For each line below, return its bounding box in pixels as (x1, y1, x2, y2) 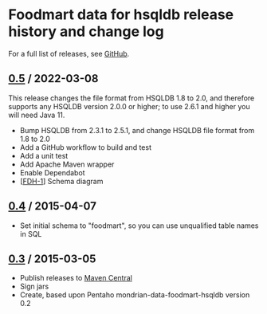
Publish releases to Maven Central (19, 273, 133, 283)
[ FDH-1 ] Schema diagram (19, 176, 104, 186)
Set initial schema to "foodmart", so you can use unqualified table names (19, 221, 259, 230)
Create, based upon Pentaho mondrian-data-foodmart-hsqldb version (19, 290, 250, 300)
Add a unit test (19, 151, 69, 160)
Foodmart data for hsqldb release (8, 6, 234, 24)
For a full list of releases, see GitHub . (8, 49, 130, 58)
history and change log (8, 22, 165, 41)
